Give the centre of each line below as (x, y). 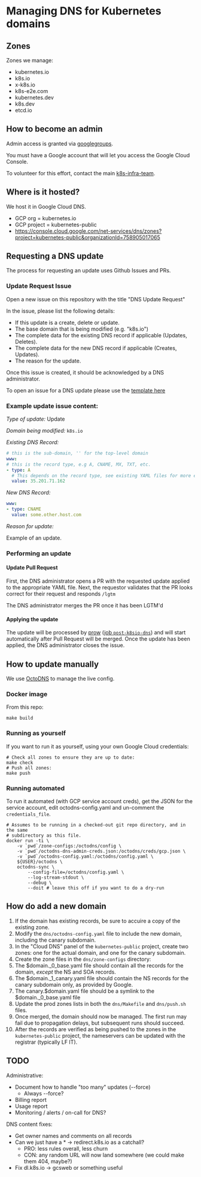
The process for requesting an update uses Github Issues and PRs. (89, 271)
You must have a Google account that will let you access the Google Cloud (98, 155)
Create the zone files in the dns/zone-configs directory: (83, 959)
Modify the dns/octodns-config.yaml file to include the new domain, (98, 933)
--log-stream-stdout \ (56, 877)
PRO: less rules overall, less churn (66, 1148)
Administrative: (25, 1075)
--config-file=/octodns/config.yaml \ (76, 872)
